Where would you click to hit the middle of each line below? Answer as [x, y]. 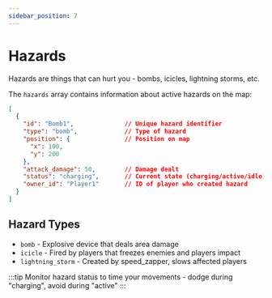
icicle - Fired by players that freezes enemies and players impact [130, 253]
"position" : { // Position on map [106, 139]
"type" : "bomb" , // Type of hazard [104, 132]
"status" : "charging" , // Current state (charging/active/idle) [144, 177]
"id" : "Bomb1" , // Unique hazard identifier [123, 124]
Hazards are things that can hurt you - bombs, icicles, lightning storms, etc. [134, 79]
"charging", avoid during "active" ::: [68, 285]
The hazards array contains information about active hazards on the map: [130, 94]
